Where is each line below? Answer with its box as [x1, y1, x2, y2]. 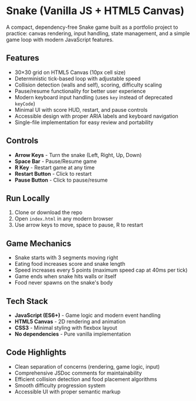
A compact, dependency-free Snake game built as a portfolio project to [6, 24, 178, 31]
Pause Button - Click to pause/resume [14, 176, 108, 183]
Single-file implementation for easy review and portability [14, 119, 154, 126]
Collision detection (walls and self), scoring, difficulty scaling [14, 81, 163, 88]
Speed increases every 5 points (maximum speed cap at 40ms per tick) [14, 266, 188, 274]
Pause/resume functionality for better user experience [14, 87, 146, 95]
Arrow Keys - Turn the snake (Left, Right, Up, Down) [14, 151, 142, 158]
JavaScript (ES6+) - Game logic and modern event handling [14, 312, 161, 319]
